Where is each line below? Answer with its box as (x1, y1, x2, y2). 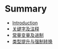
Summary (5, 3, 47, 15)
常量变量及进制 (12, 32, 44, 38)
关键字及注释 (12, 26, 39, 32)
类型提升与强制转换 (12, 38, 53, 44)
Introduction (12, 20, 38, 26)
